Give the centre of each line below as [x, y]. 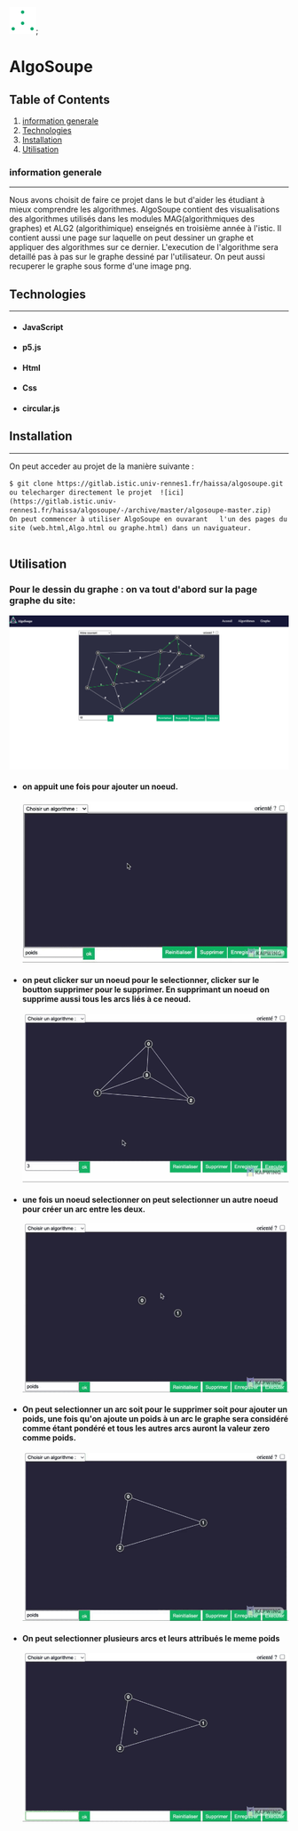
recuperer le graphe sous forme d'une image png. [101, 266]
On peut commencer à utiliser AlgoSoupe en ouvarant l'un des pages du [149, 519]
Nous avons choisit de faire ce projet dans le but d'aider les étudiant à [137, 200]
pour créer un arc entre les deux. [84, 1209]
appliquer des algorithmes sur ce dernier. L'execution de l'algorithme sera [144, 247]
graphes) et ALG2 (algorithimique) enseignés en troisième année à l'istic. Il [145, 229]
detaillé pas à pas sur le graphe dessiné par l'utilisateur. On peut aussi [137, 257]
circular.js [41, 408]
